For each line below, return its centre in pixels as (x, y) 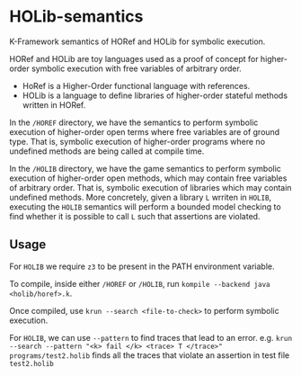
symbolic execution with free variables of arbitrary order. (137, 68)
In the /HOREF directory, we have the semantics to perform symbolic (134, 122)
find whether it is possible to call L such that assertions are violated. (135, 216)
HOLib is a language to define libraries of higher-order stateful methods (155, 95)
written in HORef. (54, 104)
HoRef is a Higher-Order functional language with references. (136, 85)
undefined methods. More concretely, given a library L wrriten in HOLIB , (141, 197)
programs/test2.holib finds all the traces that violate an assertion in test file (150, 355)
